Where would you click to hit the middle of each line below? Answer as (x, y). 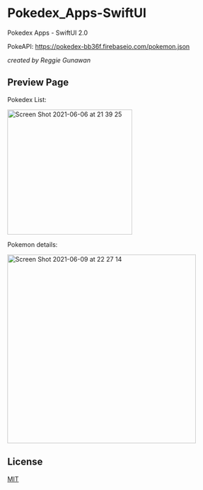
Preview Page (38, 83)
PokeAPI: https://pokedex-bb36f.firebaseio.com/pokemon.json (99, 46)
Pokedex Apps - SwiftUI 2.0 (48, 33)
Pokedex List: (27, 99)
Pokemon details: (33, 244)
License (25, 462)
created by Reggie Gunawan (49, 60)
